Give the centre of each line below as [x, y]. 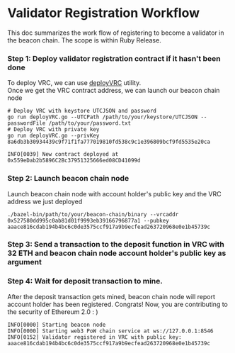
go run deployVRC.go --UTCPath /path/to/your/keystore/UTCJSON [103, 117]
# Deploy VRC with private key [53, 130]
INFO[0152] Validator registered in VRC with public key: [94, 337]
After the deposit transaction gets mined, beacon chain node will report [111, 296]
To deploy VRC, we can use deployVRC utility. [74, 83]
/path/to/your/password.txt [90, 123]
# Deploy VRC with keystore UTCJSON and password [82, 111]
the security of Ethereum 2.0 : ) [53, 312]
